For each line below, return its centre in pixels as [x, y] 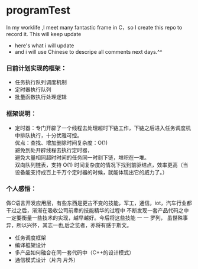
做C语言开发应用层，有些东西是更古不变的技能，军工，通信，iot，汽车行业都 [99, 203]
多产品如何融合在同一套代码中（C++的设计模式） [74, 252]
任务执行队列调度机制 [40, 82]
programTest [38, 10]
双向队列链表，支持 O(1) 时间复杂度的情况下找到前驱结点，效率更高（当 [101, 165]
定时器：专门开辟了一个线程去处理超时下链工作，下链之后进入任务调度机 [103, 128]
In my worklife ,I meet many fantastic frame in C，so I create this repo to [94, 27]
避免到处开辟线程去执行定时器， [53, 150]
